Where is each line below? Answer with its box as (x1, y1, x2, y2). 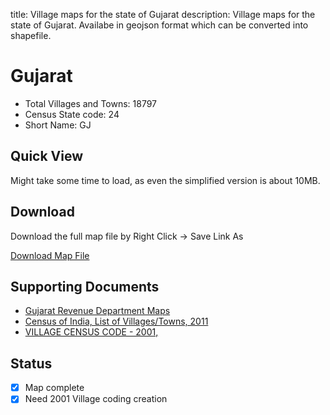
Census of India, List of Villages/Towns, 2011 (24, 315, 209, 328)
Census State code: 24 (24, 108, 120, 120)
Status (10, 355, 53, 372)
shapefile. (10, 30, 52, 41)
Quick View (10, 148, 84, 165)
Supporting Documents (10, 278, 160, 295)
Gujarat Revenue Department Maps (24, 305, 171, 317)
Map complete (24, 382, 85, 394)
